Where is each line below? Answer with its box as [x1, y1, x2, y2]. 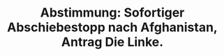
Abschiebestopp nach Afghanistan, [6, 19, 218, 35]
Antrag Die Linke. [61, 35, 164, 50]
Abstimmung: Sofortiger [40, 5, 185, 21]
